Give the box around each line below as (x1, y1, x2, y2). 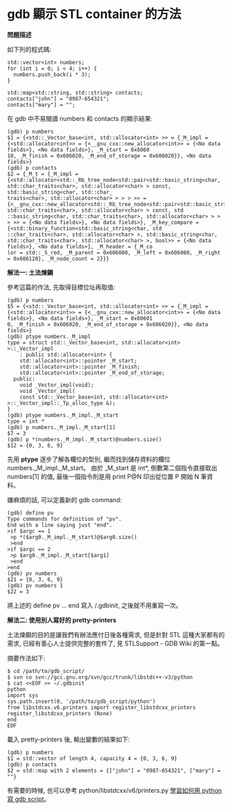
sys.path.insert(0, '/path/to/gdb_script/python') (7, 698, 156, 705)
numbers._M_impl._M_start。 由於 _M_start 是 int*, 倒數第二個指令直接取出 (7, 463, 217, 472)
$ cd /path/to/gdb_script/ (7, 668, 85, 674)
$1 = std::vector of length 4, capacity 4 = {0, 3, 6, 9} (7, 755, 177, 762)
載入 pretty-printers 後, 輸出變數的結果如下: (7, 735, 130, 744)
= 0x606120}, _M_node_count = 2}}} (7, 255, 110, 262)
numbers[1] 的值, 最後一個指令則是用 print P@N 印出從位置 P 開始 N (7, 472, 200, 481)
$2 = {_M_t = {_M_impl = (7, 170, 79, 177)
